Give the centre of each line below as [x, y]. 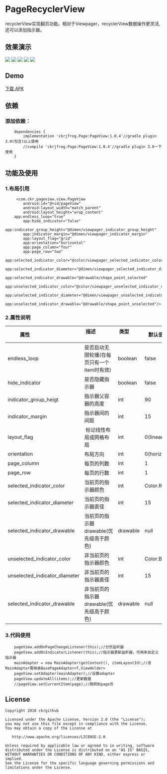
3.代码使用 [18, 635]
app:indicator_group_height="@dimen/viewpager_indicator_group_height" [81, 230]
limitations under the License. [39, 768]
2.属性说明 [18, 317]
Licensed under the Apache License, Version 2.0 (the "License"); [75, 720]
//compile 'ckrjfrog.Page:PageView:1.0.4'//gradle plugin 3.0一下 [92, 147]
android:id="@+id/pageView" [52, 203]
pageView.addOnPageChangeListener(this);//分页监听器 [69, 647]
